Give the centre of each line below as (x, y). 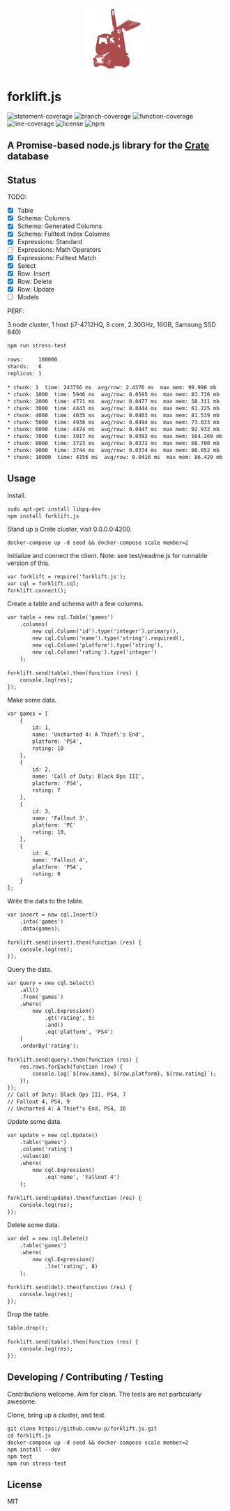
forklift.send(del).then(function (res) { (70, 1287)
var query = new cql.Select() (51, 983)
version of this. (29, 563)
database (28, 157)
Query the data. (30, 969)
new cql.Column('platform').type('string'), (98, 645)
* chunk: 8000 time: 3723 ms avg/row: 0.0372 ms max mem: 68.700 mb (113, 443)
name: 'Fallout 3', (61, 818)
